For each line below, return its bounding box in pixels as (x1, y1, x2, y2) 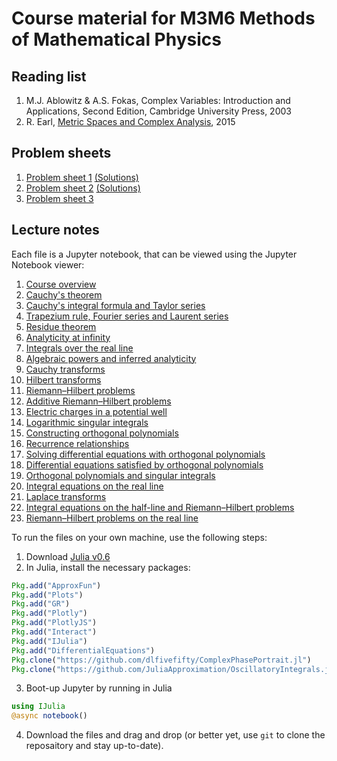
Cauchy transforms (25, 363, 106, 375)
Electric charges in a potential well (25, 405, 168, 417)
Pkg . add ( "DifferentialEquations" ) (11, 645, 156, 656)
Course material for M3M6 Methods (11, 7, 316, 30)
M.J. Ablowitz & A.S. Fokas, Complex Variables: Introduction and (25, 95, 291, 106)
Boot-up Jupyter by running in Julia (25, 682, 173, 694)
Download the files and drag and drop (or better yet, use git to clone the (25, 729, 326, 741)
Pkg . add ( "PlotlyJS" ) (11, 618, 98, 628)
